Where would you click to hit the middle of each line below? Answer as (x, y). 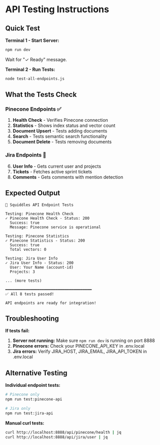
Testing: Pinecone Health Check (39, 214)
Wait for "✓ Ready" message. (36, 59)
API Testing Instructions (57, 9)
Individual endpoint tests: (33, 385)
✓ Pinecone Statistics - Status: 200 (45, 241)
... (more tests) (24, 281)
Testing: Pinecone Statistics (37, 236)
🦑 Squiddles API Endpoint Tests (39, 205)
